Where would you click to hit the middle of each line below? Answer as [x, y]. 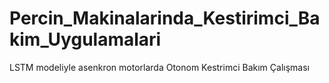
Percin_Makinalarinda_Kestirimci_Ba [165, 18]
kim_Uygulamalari [85, 39]
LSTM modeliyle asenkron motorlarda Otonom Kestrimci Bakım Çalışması [159, 67]
